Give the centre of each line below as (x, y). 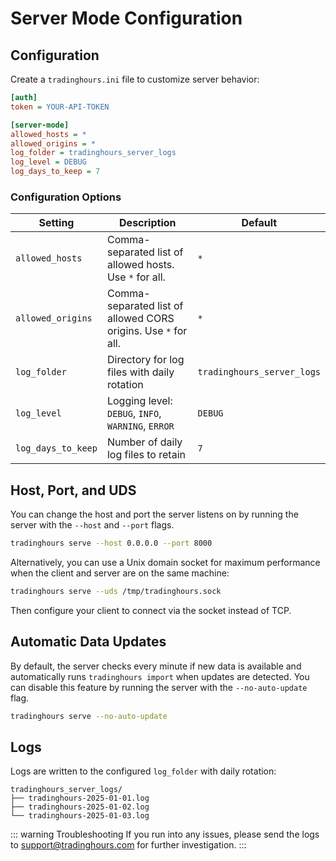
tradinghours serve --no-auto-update (89, 716)
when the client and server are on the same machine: (120, 573)
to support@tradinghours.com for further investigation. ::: (128, 845)
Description (148, 223)
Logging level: (139, 401)
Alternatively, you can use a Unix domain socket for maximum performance (165, 562)
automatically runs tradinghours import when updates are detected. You (160, 676)
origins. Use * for (147, 331)
